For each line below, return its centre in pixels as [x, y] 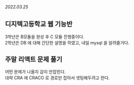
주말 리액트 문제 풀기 [34, 60]
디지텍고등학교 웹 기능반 [39, 24]
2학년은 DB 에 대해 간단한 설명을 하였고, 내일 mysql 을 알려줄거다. [67, 42]
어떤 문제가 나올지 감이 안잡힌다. [36, 72]
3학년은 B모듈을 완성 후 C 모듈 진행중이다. [45, 37]
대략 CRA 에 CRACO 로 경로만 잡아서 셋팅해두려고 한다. [57, 78]
